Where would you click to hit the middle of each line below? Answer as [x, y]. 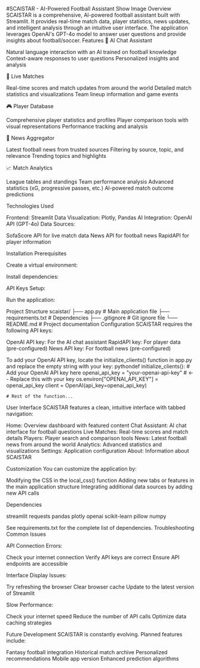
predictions [20, 194]
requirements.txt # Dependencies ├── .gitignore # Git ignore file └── [92, 318]
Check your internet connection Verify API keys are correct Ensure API [93, 557]
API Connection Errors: [34, 546]
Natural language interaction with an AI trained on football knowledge [92, 52]
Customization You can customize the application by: [72, 469]
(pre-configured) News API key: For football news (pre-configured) [89, 348]
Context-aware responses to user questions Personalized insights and [93, 58]
